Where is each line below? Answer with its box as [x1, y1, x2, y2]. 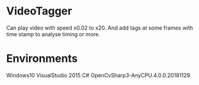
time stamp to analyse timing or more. [6, 30, 101, 37]
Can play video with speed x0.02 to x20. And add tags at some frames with [6, 24, 194, 31]
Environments [6, 52, 78, 66]
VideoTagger [6, 4, 72, 18]
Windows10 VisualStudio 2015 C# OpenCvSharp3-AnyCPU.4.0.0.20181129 [6, 71, 191, 79]
